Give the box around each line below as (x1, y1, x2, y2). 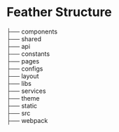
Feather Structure (6, 4, 113, 20)
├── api (6, 42, 31, 50)
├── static (6, 101, 38, 110)
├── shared (6, 34, 41, 43)
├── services (6, 87, 46, 95)
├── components (6, 27, 57, 36)
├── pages (6, 57, 40, 65)
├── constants (6, 50, 50, 58)
